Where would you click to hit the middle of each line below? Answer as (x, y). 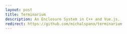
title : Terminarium (26, 14)
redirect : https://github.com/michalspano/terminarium (64, 24)
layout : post (19, 10)
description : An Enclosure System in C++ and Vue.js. (63, 19)
